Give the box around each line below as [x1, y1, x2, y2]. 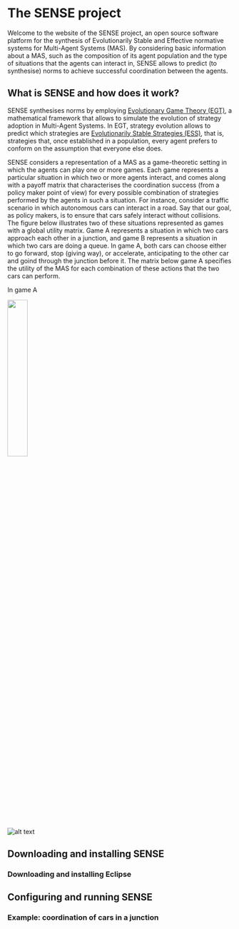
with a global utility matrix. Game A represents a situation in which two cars [7, 226, 229, 235]
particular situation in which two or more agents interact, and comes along [7, 173, 226, 181]
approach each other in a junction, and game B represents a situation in [7, 233, 218, 242]
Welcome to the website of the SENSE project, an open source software [7, 29, 219, 37]
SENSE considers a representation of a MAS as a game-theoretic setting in [7, 158, 227, 166]
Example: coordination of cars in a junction [7, 913, 159, 923]
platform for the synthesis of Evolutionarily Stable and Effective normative [7, 36, 224, 44]
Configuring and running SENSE [7, 891, 153, 903]
